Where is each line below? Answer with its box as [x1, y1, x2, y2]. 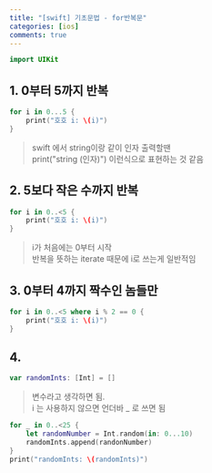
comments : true [9, 30, 67, 39]
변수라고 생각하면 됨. [31, 391, 106, 402]
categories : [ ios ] [9, 22, 79, 31]
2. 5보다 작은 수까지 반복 [9, 183, 139, 199]
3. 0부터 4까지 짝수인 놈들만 [9, 283, 158, 298]
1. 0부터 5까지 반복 [9, 83, 109, 98]
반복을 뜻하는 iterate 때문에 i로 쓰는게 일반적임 [31, 253, 197, 264]
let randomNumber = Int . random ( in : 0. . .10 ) [25, 429, 194, 438]
